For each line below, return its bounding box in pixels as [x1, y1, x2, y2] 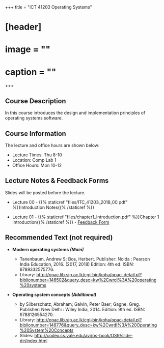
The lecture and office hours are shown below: [5, 142, 100, 148]
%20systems [19, 282, 47, 288]
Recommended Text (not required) [5, 233, 113, 242]
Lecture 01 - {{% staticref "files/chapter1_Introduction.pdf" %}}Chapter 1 [12, 214, 160, 220]
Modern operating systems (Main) [12, 246, 84, 252]
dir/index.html [19, 338, 48, 344]
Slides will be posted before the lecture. [5, 189, 86, 196]
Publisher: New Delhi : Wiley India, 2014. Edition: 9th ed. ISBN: [19, 306, 145, 312]
